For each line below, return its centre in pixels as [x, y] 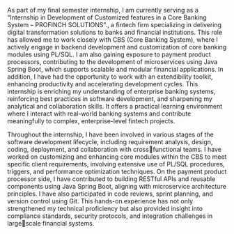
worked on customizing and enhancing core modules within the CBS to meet [117, 157]
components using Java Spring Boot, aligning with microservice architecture [117, 186]
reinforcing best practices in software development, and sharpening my [110, 99]
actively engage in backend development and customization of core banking [117, 47]
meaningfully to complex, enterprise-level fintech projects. [91, 121]
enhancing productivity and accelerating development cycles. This [103, 84]
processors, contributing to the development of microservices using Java [112, 62]
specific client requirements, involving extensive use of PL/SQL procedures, [116, 164]
